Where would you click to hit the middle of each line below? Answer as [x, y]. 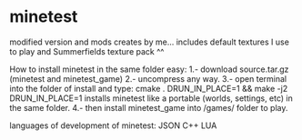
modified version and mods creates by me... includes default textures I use [149, 42]
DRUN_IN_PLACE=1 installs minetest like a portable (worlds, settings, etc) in [151, 98]
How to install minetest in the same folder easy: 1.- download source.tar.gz [149, 69]
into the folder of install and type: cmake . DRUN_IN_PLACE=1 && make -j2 [149, 88]
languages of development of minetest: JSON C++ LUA [113, 125]
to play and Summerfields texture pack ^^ [87, 51]
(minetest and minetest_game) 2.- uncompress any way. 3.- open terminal [148, 78]
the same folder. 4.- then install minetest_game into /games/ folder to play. [149, 107]
